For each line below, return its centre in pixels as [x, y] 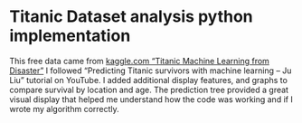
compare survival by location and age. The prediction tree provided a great [149, 90]
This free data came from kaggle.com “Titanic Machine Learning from [139, 61]
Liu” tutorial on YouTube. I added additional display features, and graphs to [148, 80]
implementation [70, 36]
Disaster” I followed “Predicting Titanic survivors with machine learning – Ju [151, 71]
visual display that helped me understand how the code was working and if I [151, 99]
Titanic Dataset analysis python [131, 17]
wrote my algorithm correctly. [64, 109]
